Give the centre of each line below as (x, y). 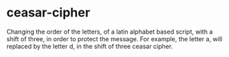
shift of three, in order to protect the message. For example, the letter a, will (114, 38)
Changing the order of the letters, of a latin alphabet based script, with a (110, 32)
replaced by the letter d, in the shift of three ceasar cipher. (90, 46)
